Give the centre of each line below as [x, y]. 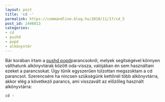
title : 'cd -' [20, 14]
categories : [17, 28]
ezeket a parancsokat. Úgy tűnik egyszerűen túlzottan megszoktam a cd [79, 71]
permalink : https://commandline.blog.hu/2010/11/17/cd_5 [65, 19]
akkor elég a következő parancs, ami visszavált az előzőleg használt [75, 81]
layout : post [19, 10]
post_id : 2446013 [23, 23]
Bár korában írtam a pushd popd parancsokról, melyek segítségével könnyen [83, 60]
